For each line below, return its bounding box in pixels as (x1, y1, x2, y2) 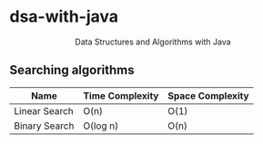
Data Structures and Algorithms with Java (75, 36, 231, 47)
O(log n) (83, 120, 119, 132)
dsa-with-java (9, 6, 119, 27)
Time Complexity (83, 89, 159, 101)
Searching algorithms (9, 62, 135, 78)
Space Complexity (167, 89, 249, 101)
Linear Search (14, 104, 75, 117)
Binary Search (14, 120, 75, 132)
